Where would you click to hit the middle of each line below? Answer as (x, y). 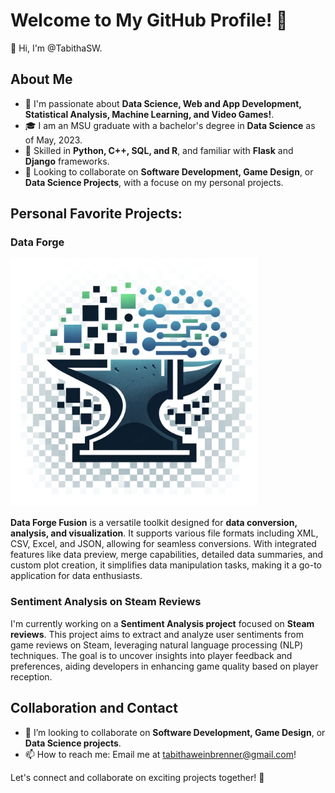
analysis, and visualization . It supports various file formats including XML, (164, 533)
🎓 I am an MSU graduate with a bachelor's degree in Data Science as (170, 125)
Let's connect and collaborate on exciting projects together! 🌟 (137, 777)
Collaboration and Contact (94, 708)
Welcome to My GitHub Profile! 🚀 (149, 20)
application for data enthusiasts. (76, 576)
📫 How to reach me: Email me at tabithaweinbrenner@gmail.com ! (160, 754)
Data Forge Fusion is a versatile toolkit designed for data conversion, (154, 523)
